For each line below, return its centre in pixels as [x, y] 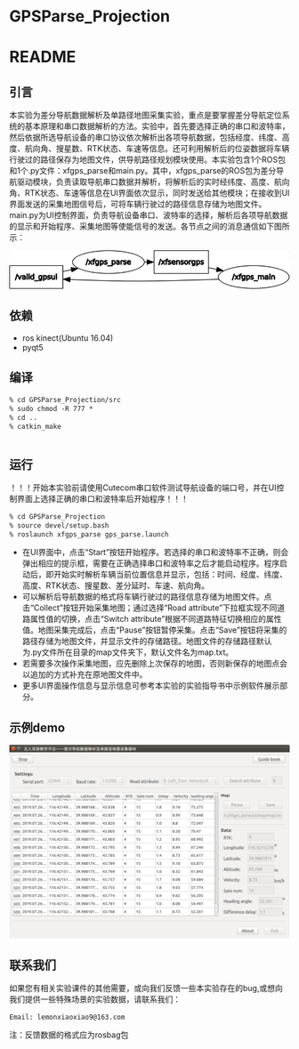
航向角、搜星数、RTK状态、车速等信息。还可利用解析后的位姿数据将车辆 [157, 149]
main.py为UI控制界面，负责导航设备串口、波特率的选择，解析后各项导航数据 [149, 215]
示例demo [37, 727]
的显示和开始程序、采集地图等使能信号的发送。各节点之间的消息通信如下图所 [149, 226]
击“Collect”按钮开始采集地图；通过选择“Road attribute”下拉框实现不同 [149, 608]
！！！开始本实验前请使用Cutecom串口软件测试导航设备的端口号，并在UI [143, 488]
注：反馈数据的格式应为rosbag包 [69, 1035]
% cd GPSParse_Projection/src [65, 399]
